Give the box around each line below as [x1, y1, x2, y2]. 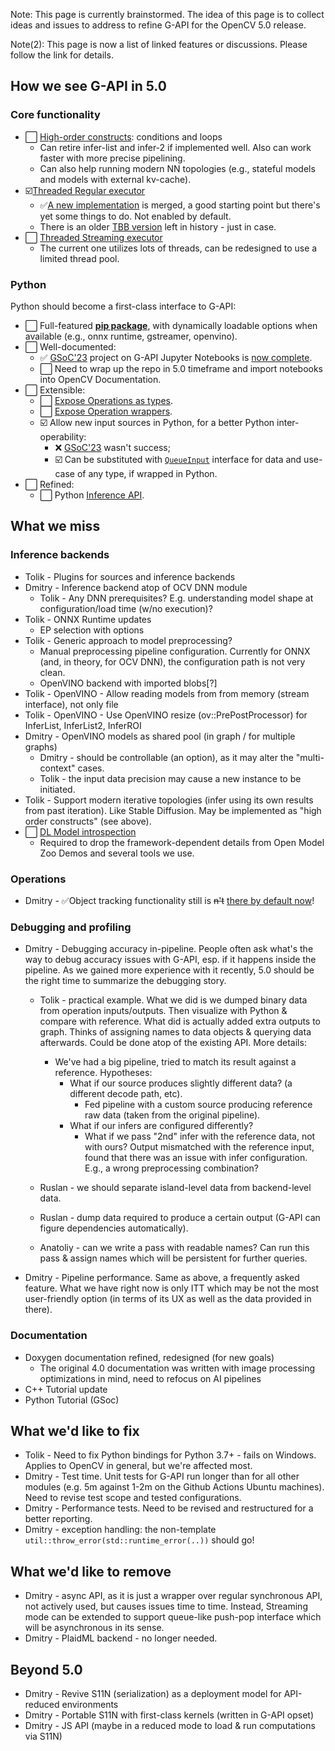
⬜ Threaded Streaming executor [24, 231, 163, 243]
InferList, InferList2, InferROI [24, 719, 142, 731]
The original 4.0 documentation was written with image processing [39, 1362, 316, 1374]
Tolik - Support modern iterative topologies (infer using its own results [24, 794, 314, 806]
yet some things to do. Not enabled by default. [39, 210, 232, 222]
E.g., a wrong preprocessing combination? [84, 1162, 259, 1174]
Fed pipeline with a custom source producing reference [84, 1099, 313, 1111]
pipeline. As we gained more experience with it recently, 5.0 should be [24, 964, 315, 976]
